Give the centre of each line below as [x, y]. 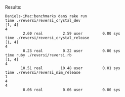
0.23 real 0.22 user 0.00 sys [72, 51]
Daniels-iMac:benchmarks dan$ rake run [46, 16]
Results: [13, 7]
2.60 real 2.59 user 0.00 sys [72, 34]
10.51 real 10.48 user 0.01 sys [70, 68]
